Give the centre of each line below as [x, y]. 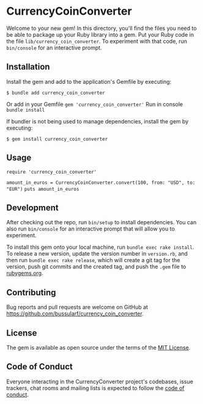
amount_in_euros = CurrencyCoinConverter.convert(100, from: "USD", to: [101, 182]
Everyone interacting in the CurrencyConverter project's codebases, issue [100, 381]
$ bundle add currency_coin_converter [56, 93]
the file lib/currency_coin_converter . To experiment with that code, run [97, 41]
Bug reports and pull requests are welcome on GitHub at [77, 307]
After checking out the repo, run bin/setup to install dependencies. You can [102, 222]
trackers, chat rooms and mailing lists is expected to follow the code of [95, 388]
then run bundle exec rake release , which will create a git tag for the [93, 260]
